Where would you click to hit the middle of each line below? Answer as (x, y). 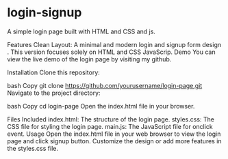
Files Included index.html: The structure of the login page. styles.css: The (111, 119)
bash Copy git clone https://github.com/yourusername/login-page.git (105, 85)
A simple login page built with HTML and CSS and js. (81, 31)
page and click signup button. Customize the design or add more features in (114, 141)
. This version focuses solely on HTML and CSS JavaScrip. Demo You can (111, 52)
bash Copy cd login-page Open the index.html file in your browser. (101, 106)
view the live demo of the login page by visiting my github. (89, 59)
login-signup (45, 13)
